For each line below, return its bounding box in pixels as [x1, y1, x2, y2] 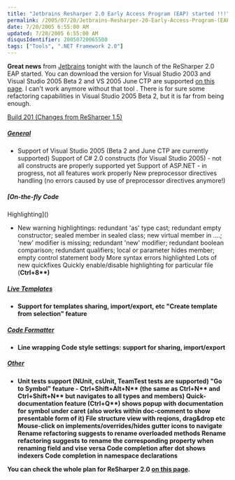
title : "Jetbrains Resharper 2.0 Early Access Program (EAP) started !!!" [7, 10, 230, 18]
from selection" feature [17, 309, 87, 317]
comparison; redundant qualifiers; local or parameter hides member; [17, 246, 215, 254]
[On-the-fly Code [7, 192, 59, 200]
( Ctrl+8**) [17, 268, 50, 277]
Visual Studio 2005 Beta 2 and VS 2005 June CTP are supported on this [7, 77, 215, 85]
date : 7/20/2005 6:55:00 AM [7, 23, 90, 30]
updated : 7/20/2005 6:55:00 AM [7, 29, 99, 37]
